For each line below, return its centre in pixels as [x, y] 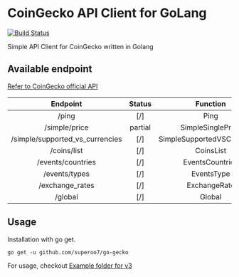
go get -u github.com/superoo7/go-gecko [68, 252]
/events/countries [66, 162]
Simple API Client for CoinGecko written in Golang [81, 46]
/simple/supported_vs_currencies [67, 139]
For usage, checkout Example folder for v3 [70, 266]
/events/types [67, 174]
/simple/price [67, 127]
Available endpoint [50, 69]
